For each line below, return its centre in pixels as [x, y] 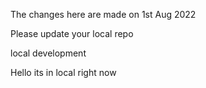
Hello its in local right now [63, 72]
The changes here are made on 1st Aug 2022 [103, 14]
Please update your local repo [72, 33]
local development [48, 53]
